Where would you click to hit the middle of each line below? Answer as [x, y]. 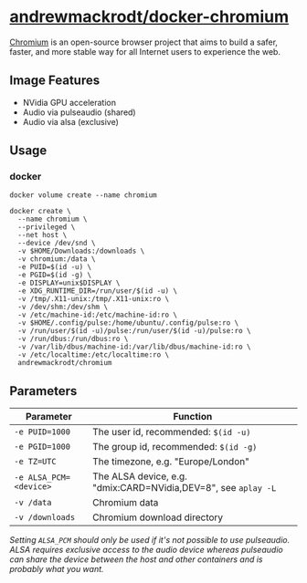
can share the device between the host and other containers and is [136, 559]
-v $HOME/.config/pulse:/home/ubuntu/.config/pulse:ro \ [128, 323]
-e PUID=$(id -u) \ [55, 267]
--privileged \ [47, 227]
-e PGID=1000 [42, 447]
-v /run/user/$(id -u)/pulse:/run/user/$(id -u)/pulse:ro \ [134, 331]
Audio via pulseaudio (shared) [79, 112]
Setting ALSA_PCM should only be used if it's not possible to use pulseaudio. [150, 540]
